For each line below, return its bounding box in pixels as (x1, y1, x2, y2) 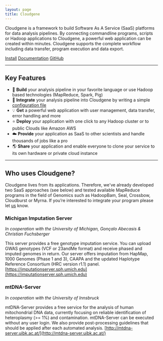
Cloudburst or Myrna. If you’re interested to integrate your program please (5, 198, 154, 204)
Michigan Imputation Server (5, 215, 73, 222)
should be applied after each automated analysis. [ (5, 325, 106, 331)
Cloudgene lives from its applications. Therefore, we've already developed (5, 182, 154, 188)
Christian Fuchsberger (5, 231, 50, 237)
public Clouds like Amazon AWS (12, 125, 76, 132)
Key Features (5, 74, 46, 82)
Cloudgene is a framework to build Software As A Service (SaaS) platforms (5, 25, 155, 31)
